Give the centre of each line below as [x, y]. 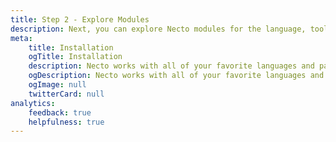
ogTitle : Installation [75, 57]
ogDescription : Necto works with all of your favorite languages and [176, 76]
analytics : [33, 103]
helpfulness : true [66, 122]
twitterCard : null [66, 94]
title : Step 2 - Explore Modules [80, 19]
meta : [21, 38]
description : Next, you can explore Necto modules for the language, [158, 29]
